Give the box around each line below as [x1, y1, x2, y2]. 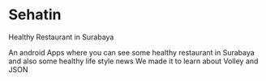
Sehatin [8, 6, 62, 24]
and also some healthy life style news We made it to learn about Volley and [8, 56, 259, 66]
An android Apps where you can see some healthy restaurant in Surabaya [8, 47, 255, 57]
